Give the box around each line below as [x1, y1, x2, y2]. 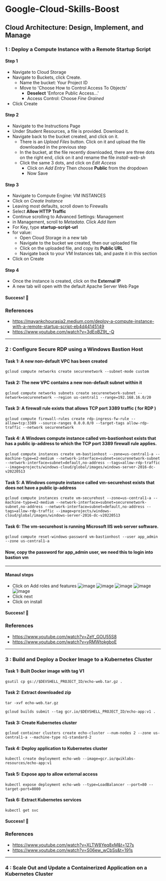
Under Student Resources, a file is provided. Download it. [12, 128, 129, 134]
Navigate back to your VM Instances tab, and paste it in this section [19, 251, 157, 257]
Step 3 [5, 182, 19, 188]
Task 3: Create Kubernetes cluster [5, 720, 78, 726]
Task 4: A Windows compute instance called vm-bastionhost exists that [5, 435, 157, 441]
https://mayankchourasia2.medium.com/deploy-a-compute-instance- [12, 318, 155, 324]
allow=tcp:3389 [5, 420, 37, 425]
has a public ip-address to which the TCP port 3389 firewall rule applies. [5, 441, 157, 447]
